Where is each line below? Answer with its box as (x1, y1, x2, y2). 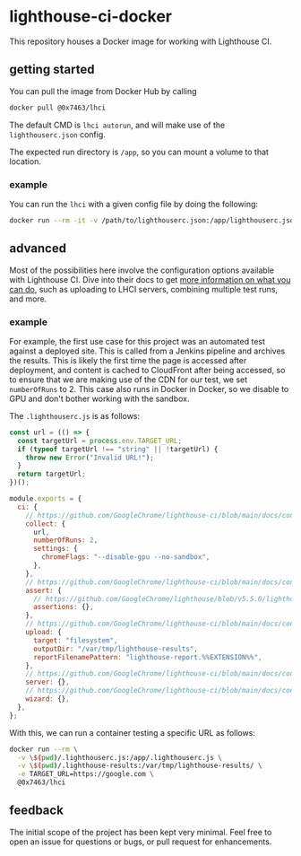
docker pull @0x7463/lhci (9, 103, 106, 112)
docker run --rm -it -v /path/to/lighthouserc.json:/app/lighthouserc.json (9, 215, 298, 225)
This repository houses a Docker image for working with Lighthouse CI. (9, 36, 272, 47)
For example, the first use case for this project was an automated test (9, 336, 266, 346)
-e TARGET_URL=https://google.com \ (17, 770, 154, 779)
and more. (9, 293, 47, 304)
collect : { (25, 519, 66, 528)
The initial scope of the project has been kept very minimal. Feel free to (9, 826, 272, 837)
